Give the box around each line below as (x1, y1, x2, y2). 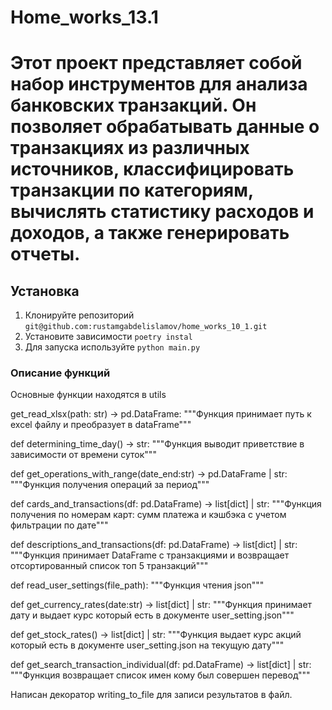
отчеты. (10, 243, 81, 266)
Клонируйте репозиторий (24, 309, 135, 321)
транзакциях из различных (10, 137, 250, 160)
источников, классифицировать (10, 158, 295, 181)
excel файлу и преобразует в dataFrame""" (10, 419, 192, 431)
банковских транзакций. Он (10, 94, 257, 117)
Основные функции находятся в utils (10, 389, 167, 401)
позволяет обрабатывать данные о (10, 116, 320, 138)
